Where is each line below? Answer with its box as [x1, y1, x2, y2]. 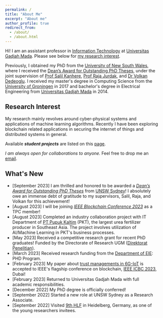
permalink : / [5, 7, 32, 12]
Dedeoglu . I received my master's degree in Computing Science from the [5, 78, 153, 84]
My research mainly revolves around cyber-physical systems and [5, 115, 137, 121]
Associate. [12, 297, 34, 303]
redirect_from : [5, 25, 36, 30]
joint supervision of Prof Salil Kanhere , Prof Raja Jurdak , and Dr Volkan [5, 73, 148, 79]
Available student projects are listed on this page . [5, 140, 106, 147]
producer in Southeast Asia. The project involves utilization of [12, 224, 137, 230]
